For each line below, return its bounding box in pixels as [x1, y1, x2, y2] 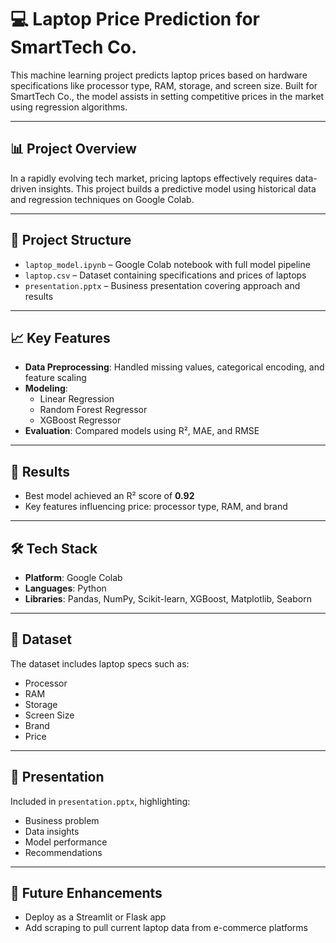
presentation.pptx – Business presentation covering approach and [24, 279, 301, 291]
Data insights [24, 825, 80, 837]
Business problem [24, 814, 100, 826]
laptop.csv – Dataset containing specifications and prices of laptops [24, 269, 307, 281]
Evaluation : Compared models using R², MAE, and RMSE [24, 425, 260, 437]
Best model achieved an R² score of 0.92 [24, 490, 195, 502]
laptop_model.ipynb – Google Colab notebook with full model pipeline [24, 258, 311, 270]
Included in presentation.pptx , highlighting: [10, 795, 191, 807]
